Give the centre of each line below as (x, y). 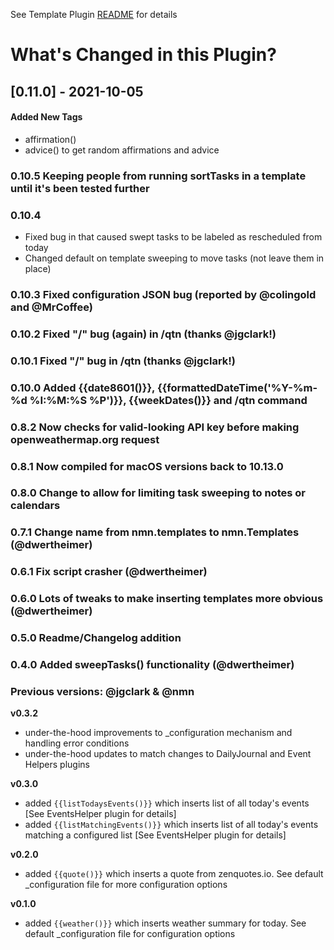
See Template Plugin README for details (94, 14)
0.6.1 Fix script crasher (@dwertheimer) (109, 572)
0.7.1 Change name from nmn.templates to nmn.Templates (155, 532)
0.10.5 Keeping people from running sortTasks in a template (158, 176)
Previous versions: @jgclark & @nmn (102, 691)
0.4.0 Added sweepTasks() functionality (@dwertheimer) (152, 665)
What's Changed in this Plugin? (143, 55)
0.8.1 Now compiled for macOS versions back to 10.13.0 (147, 466)
